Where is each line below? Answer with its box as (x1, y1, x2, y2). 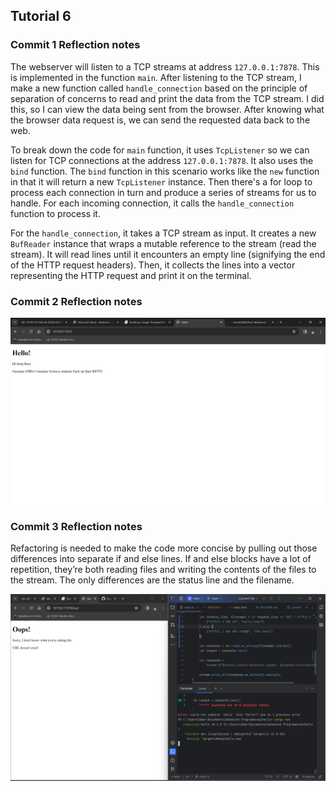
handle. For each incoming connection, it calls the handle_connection (10, 197, 295, 209)
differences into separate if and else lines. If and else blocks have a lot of (10, 553, 312, 565)
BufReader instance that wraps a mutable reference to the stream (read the (10, 237, 317, 249)
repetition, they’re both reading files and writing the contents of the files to (10, 564, 317, 576)
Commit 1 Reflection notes (10, 38, 141, 52)
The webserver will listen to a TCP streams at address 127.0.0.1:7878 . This (10, 60, 320, 73)
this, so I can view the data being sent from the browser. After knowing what (10, 103, 325, 115)
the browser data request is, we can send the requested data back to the (10, 114, 311, 126)
